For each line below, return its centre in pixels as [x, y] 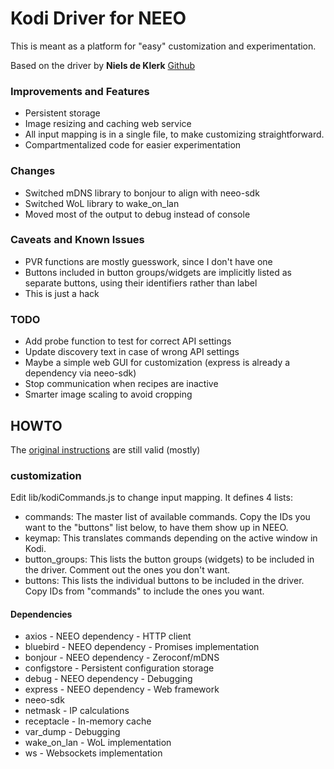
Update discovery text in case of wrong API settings [132, 352]
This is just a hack [62, 293]
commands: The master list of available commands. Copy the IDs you [167, 517]
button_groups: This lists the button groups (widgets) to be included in [169, 559]
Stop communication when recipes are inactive [121, 384]
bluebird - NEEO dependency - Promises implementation [142, 647]
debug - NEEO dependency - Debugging [108, 679]
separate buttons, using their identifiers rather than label [141, 283]
